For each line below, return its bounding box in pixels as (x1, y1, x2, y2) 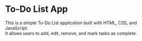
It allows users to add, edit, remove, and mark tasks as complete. (5, 30, 137, 36)
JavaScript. (5, 25, 29, 31)
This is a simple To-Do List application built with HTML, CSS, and (5, 20, 137, 26)
